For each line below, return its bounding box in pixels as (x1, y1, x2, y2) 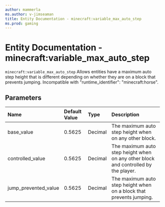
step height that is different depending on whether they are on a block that (5, 74, 156, 80)
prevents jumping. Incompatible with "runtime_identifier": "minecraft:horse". (5, 79, 159, 85)
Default (63, 108, 82, 115)
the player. (111, 168, 136, 174)
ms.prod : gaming (5, 21, 38, 26)
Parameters (5, 93, 42, 102)
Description (111, 111, 140, 118)
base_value (7, 129, 33, 135)
